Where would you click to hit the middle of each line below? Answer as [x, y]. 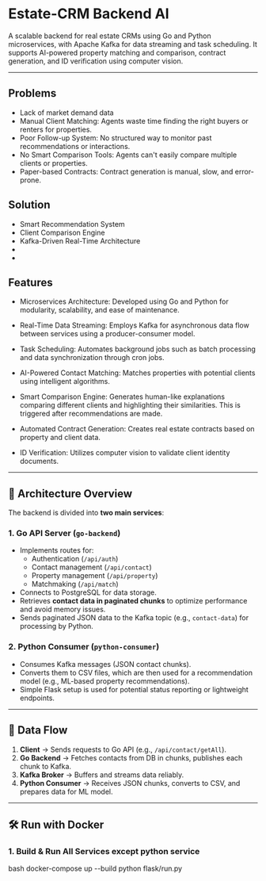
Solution [29, 205]
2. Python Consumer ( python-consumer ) [84, 647]
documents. [39, 462]
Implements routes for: [57, 550]
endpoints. [37, 698]
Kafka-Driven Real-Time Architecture [80, 241]
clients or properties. [54, 163]
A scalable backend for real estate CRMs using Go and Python [110, 36]
